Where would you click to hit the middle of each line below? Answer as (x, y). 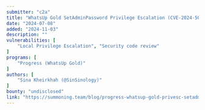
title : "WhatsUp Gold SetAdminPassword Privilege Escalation (86, 18)
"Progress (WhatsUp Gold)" (52, 63)
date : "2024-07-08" (31, 23)
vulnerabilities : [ (31, 40)
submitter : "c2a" (28, 12)
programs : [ (21, 57)
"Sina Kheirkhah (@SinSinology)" (60, 80)
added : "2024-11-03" (33, 29)
